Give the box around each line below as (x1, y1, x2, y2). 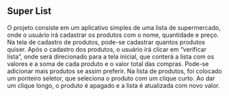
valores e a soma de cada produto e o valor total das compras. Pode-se (7, 59, 209, 67)
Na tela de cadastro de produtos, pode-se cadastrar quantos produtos (7, 37, 205, 46)
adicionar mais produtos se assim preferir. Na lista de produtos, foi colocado (7, 67, 222, 75)
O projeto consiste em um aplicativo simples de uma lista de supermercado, (7, 23, 221, 31)
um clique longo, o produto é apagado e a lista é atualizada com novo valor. (7, 81, 220, 89)
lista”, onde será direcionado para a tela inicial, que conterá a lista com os (7, 52, 215, 61)
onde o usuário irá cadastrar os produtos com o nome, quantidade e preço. (7, 31, 219, 39)
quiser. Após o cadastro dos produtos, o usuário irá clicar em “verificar (7, 45, 207, 53)
